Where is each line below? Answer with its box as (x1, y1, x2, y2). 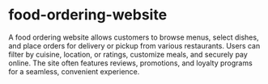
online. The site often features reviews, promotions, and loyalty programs (8, 58, 253, 68)
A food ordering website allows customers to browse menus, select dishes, (8, 32, 259, 42)
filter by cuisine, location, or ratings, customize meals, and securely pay (8, 49, 249, 59)
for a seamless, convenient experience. (8, 66, 140, 76)
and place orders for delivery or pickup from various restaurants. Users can (8, 40, 261, 50)
